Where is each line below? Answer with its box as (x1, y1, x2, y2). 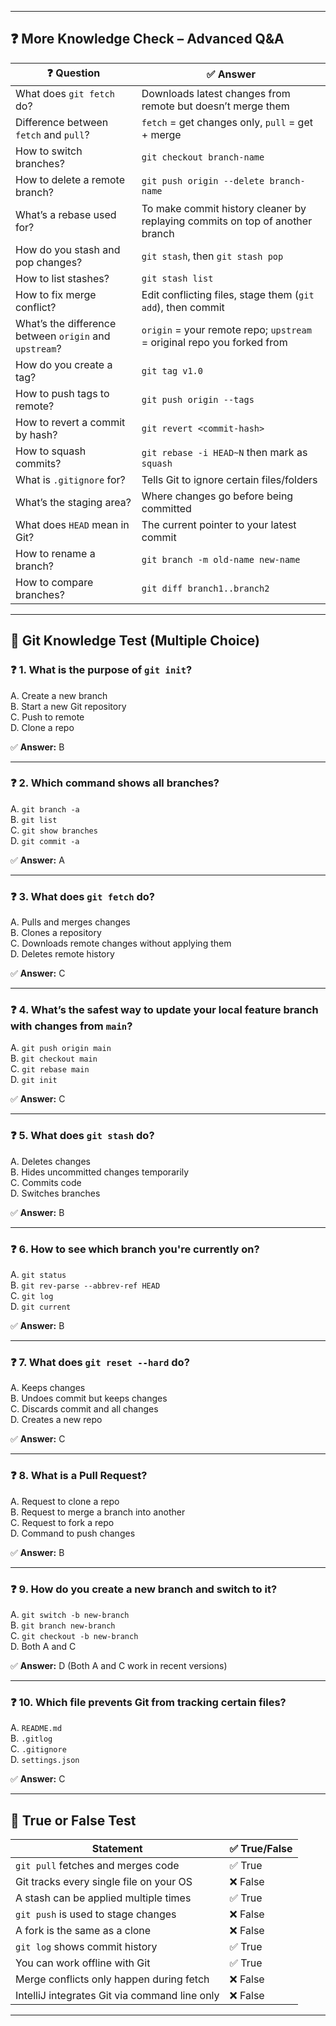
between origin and (15, 329, 111, 343)
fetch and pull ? (15, 127, 90, 141)
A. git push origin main (10, 1042, 112, 1054)
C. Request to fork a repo (10, 1516, 115, 1528)
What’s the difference (15, 316, 117, 330)
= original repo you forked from (141, 335, 288, 349)
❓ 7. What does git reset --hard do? (10, 1355, 190, 1369)
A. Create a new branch (10, 689, 108, 701)
